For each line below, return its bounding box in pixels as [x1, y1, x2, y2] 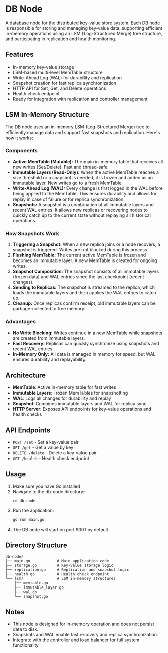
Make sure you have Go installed [12, 483, 80, 489]
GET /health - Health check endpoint [12, 455, 90, 462]
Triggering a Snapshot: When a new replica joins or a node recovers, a [12, 241, 160, 247]
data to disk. [12, 626, 39, 632]
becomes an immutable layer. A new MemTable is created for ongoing [12, 257, 157, 264]
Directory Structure [5, 541, 68, 550]
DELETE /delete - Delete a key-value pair [12, 450, 97, 456]
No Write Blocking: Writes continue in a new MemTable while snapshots [12, 330, 162, 336]
